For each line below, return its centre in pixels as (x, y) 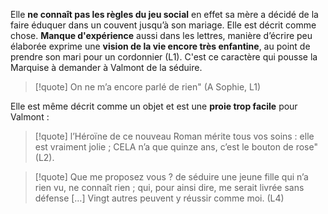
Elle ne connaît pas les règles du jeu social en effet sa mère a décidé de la (164, 14)
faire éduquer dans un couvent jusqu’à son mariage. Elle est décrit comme (163, 25)
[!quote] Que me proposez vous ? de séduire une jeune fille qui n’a (171, 177)
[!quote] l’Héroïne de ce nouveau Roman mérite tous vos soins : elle (174, 136)
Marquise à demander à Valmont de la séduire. (106, 67)
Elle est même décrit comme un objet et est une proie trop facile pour (154, 106)
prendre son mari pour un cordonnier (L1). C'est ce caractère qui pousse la (164, 57)
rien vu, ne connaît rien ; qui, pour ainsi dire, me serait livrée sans (169, 187)
